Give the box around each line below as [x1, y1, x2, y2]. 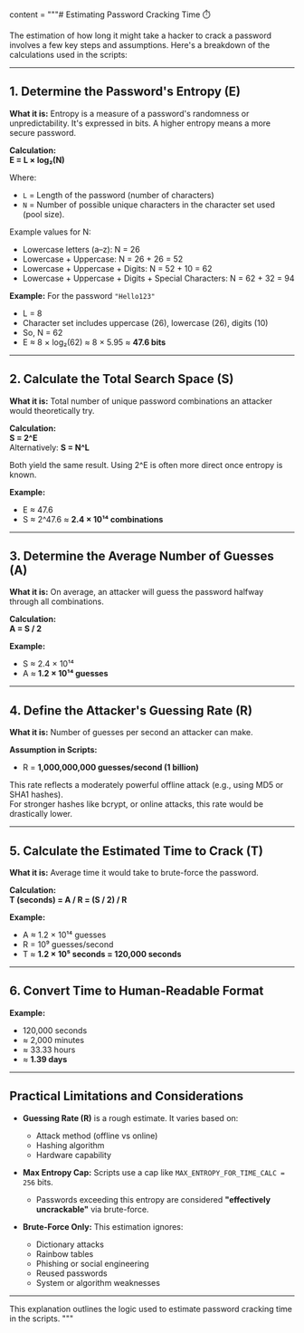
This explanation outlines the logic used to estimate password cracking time [9, 1303, 292, 1314]
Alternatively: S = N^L [9, 442, 90, 453]
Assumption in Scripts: [9, 744, 98, 755]
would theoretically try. [9, 405, 95, 416]
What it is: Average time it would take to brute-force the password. [9, 868, 260, 878]
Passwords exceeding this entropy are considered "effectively [35, 1194, 271, 1204]
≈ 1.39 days [22, 1053, 68, 1064]
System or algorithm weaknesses [35, 1277, 161, 1288]
